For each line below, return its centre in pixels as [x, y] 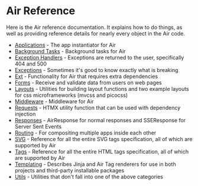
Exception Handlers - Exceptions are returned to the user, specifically [99, 57]
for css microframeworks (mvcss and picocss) [71, 95]
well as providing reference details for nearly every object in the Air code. [95, 33]
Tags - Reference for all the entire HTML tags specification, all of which [102, 151]
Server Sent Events [38, 126]
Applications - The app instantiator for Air [65, 45]
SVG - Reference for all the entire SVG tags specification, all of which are [103, 139]
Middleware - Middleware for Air [54, 101]
